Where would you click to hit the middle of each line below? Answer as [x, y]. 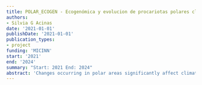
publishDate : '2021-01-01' [40, 34]
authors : [17, 17]
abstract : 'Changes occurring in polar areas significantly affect [93, 73]
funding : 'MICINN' [29, 51]
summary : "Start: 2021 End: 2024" [50, 67]
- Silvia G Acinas [29, 23]
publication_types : [31, 40]
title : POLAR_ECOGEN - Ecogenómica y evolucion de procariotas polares [98, 12]
